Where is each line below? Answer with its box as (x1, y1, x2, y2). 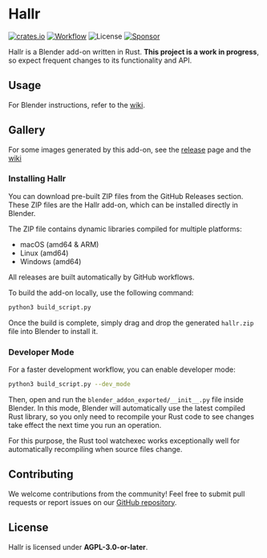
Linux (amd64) (19, 248, 69, 258)
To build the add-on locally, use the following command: (8, 287, 194, 297)
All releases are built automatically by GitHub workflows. (8, 272, 195, 282)
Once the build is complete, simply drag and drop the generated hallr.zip (8, 318, 254, 328)
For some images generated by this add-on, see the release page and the (8, 145, 252, 154)
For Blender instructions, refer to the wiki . (8, 100, 146, 109)
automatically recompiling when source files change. (8, 444, 183, 454)
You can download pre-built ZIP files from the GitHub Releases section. (8, 191, 244, 201)
